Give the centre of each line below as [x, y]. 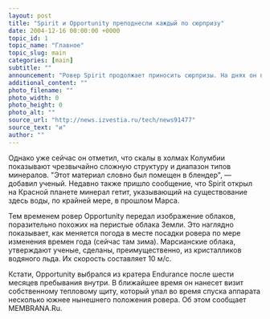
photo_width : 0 [34, 98]
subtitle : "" [30, 68]
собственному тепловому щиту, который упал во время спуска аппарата [135, 291]
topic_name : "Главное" [46, 46]
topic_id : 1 [28, 38]
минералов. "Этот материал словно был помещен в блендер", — [120, 175]
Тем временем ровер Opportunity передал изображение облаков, [122, 216]
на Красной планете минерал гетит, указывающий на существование [128, 192]
